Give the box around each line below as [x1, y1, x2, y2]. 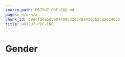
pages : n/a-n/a [5, 12, 38, 17]
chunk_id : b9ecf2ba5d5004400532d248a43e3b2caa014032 [5, 17, 120, 22]
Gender [5, 43, 38, 54]
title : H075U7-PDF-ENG [5, 21, 54, 27]
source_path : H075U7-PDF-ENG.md [5, 7, 74, 13]
